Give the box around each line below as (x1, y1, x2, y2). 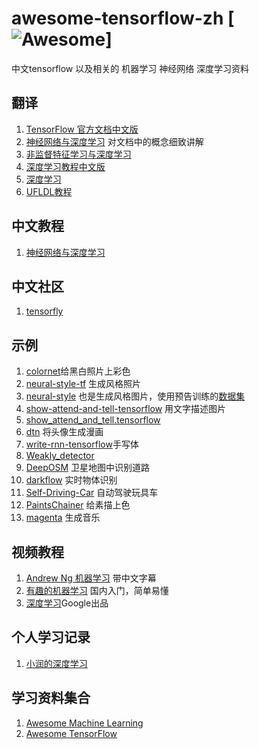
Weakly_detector (25, 450, 95, 462)
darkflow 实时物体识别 (25, 474, 118, 486)
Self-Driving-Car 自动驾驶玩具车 (25, 487, 159, 499)
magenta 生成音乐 (25, 512, 101, 524)
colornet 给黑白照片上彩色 (25, 365, 131, 377)
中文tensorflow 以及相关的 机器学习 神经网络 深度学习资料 (11, 62, 250, 74)
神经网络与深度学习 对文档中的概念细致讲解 (25, 135, 204, 147)
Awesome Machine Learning (25, 717, 144, 729)
